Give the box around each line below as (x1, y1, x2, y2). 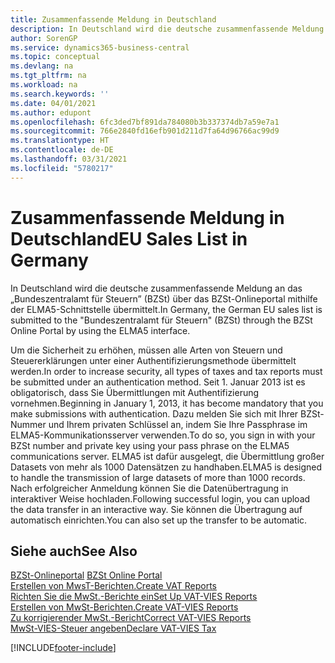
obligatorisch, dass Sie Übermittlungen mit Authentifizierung (10, 386, 260, 398)
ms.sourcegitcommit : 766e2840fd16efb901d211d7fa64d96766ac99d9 (10, 126, 280, 136)
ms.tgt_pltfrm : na (10, 71, 87, 81)
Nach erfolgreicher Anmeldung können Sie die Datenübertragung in (10, 482, 289, 494)
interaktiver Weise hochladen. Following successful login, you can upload (10, 492, 311, 505)
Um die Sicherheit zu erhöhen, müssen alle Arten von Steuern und (10, 344, 283, 356)
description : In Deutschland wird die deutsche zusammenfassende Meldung (10, 24, 325, 34)
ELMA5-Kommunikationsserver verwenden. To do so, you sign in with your (10, 429, 316, 441)
